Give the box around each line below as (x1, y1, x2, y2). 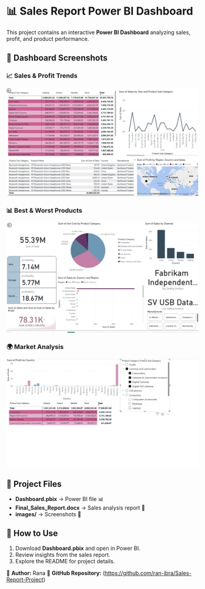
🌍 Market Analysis (6, 342, 64, 351)
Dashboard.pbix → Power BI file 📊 (15, 495, 104, 502)
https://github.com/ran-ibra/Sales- (104, 569, 192, 577)
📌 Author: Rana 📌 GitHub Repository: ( (6, 569, 105, 577)
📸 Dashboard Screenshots (6, 53, 108, 64)
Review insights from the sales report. (15, 551, 111, 558)
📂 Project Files (6, 478, 62, 489)
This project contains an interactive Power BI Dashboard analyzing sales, (6, 28, 191, 36)
